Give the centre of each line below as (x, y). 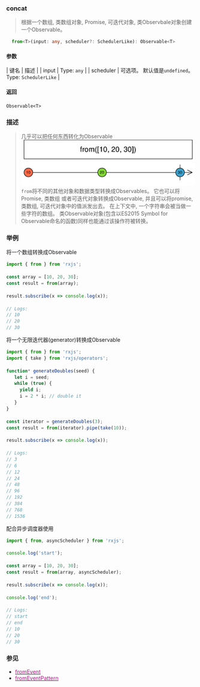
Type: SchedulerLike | (33, 77)
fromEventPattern (37, 678)
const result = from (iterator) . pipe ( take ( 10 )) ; (67, 428)
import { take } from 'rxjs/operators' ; (57, 358)
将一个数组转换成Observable (42, 252)
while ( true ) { (33, 384)
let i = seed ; (32, 377)
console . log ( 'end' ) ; (32, 598)
